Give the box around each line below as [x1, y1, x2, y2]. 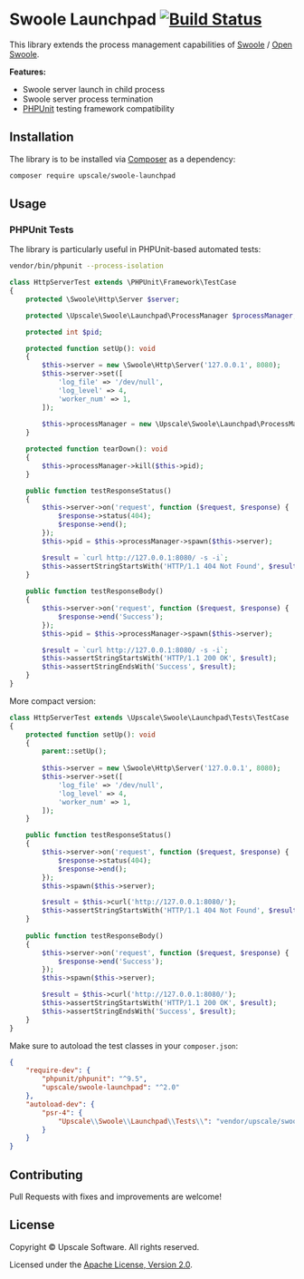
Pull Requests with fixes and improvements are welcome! [9, 1191, 222, 1202]
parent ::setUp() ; [42, 747, 107, 757]
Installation [9, 130, 74, 145]
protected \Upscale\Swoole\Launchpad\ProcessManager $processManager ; [25, 311, 298, 320]
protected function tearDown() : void [25, 444, 168, 454]
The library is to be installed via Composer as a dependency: [9, 153, 236, 164]
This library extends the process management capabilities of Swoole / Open [9, 39, 292, 50]
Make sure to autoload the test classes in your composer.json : [9, 1040, 239, 1051]
